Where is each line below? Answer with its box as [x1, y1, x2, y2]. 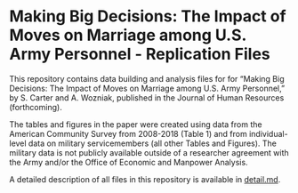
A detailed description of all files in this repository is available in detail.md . [9, 173, 281, 184]
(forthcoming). [9, 101, 62, 112]
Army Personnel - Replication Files [9, 44, 271, 64]
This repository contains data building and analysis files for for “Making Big [9, 73, 285, 84]
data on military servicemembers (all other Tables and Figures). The [28, 138, 278, 149]
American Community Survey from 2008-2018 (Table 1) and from [9, 128, 247, 139]
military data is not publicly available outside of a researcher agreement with [9, 147, 289, 157]
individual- [248, 128, 288, 139]
